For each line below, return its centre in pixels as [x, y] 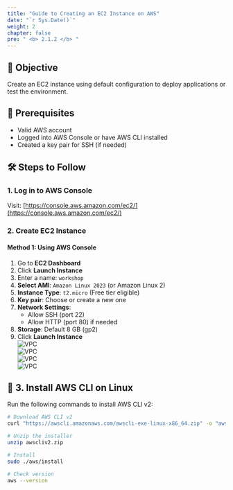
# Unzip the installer [40, 436]
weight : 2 [21, 26]
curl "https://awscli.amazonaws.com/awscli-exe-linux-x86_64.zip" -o [110, 423]
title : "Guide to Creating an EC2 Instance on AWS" [83, 14]
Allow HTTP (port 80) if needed [72, 322]
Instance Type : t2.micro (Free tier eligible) [78, 292]
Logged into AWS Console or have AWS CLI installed [92, 137]
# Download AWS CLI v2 [40, 417]
